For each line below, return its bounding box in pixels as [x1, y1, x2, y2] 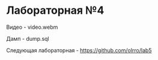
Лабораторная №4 [6, 4, 105, 17]
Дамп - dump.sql [6, 35, 49, 42]
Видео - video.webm [6, 23, 58, 31]
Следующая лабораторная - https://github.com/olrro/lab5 [6, 46, 152, 54]
